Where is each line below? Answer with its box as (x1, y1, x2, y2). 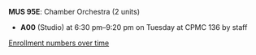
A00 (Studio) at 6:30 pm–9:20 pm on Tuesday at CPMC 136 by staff (20, 23, 248, 32)
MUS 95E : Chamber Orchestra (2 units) (8, 7, 141, 16)
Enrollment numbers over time (8, 38, 110, 48)
